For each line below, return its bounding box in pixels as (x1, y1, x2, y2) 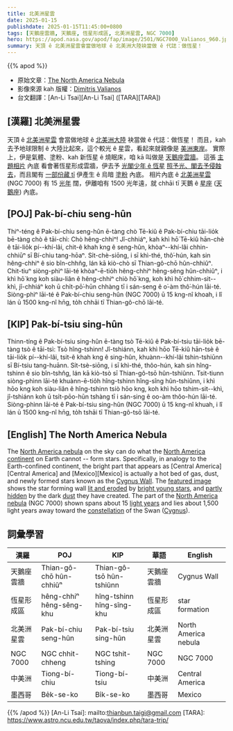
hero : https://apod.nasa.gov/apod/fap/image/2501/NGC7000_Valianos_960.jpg (7, 36, 231, 43)
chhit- (58, 649, 80, 659)
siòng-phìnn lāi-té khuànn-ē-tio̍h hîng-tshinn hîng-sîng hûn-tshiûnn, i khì (7, 377, 215, 385)
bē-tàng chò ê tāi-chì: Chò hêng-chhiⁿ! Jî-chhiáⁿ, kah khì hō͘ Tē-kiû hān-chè (7, 234, 225, 243)
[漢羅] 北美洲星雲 (7, 115, 80, 127)
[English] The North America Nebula (7, 428, 168, 440)
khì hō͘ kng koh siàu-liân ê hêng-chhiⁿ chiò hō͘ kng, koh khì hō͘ (7, 274, 182, 282)
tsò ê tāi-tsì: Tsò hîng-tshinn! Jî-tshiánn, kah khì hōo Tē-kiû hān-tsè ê (21, 345, 220, 353)
